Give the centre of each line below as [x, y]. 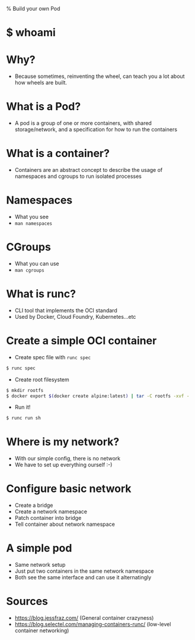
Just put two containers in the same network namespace [84, 571]
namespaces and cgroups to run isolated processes [78, 176]
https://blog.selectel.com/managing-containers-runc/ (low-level [93, 624]
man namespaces [33, 223]
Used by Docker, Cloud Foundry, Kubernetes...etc [75, 316]
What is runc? [41, 294]
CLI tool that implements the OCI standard [66, 310]
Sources [27, 602]
